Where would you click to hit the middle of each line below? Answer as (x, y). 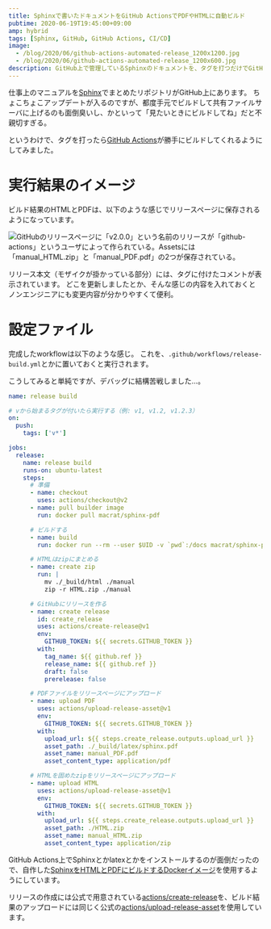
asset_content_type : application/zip (108, 843)
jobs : (17, 448)
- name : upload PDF (62, 701)
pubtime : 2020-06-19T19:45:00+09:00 (70, 23)
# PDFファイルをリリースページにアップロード (96, 694)
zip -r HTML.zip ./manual (88, 589)
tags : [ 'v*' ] (45, 433)
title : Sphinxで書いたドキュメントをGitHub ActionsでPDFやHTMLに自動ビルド (127, 16)
